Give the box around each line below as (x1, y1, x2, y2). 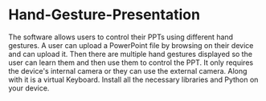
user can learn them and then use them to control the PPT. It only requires (8, 58, 254, 67)
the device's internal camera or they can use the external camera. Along (8, 66, 248, 75)
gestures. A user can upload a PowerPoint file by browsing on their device (8, 40, 254, 50)
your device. (8, 83, 50, 93)
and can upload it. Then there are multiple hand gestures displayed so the (8, 49, 253, 59)
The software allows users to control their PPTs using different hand (8, 32, 234, 42)
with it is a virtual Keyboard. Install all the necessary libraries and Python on (8, 75, 259, 84)
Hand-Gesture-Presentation (8, 6, 201, 24)
